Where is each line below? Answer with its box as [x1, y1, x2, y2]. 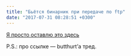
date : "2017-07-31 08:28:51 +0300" [6, 14, 96, 20]
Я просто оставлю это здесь [6, 31, 80, 38]
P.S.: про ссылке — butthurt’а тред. [6, 43, 97, 50]
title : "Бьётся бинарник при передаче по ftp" [6, 8, 126, 15]
